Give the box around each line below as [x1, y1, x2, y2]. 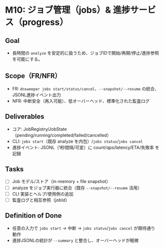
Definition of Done [5, 211, 62, 220]
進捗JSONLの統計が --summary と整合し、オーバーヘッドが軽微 [12, 237, 139, 243]
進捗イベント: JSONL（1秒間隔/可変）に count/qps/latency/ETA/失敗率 [12, 144, 154, 150]
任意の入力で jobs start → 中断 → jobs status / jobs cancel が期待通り [12, 225, 156, 231]
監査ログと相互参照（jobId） [12, 197, 70, 203]
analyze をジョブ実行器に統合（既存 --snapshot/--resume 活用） [12, 184, 142, 191]
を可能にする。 [12, 56, 43, 62]
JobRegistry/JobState [23, 126, 67, 132]
